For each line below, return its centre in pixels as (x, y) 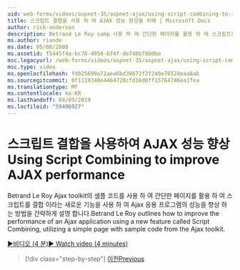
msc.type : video (31, 67)
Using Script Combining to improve (114, 160)
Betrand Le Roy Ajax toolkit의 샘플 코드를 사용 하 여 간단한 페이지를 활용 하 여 (116, 195)
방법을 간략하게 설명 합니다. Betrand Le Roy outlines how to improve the (117, 213)
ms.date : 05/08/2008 (38, 47)
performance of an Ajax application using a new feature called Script (109, 221)
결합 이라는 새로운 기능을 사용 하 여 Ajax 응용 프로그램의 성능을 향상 (126, 204)
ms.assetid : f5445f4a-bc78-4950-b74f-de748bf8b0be (84, 54)
